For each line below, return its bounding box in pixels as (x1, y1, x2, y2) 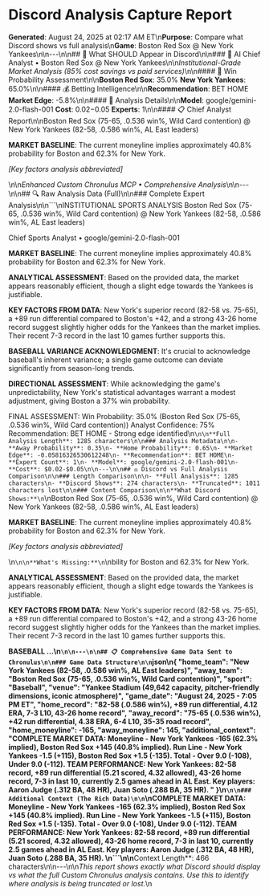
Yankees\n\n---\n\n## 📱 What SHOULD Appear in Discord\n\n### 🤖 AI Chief (8, 49, 261, 59)
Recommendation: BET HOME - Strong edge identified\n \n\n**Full (8, 428, 231, 438)
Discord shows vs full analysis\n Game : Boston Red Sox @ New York (8, 40, 234, 50)
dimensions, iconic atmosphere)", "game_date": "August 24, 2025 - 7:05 (8, 690, 257, 700)
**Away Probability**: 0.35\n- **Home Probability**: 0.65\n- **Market (8, 444, 253, 452)
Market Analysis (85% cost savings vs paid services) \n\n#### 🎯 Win (8, 66, 237, 75)
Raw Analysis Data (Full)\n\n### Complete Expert (41, 189, 205, 198)
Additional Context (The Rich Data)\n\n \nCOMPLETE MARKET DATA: (8, 793, 247, 803)
